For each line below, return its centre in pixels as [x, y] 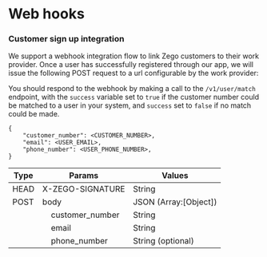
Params [84, 176]
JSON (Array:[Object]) [175, 202]
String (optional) [163, 241]
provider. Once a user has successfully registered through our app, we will [131, 65]
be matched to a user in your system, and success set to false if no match [130, 105]
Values [175, 176]
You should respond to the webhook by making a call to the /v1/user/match [132, 89]
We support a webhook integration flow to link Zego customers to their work [134, 56]
